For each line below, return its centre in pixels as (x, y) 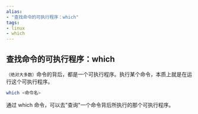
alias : (14, 12)
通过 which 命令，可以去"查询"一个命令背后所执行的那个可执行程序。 (90, 105)
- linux (16, 28)
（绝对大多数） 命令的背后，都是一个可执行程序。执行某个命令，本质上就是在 (97, 74)
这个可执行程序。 (32, 82)
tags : (13, 22)
